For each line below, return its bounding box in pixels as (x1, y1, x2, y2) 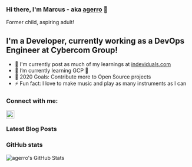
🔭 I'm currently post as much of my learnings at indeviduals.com (14, 61, 171, 68)
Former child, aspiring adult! (6, 19, 75, 26)
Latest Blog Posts (6, 125, 57, 133)
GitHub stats (6, 141, 43, 149)
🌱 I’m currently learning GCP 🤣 (14, 67, 89, 74)
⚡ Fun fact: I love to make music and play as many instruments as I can (14, 80, 187, 87)
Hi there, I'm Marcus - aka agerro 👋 (6, 5, 108, 14)
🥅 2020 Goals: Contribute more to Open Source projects (14, 73, 151, 80)
